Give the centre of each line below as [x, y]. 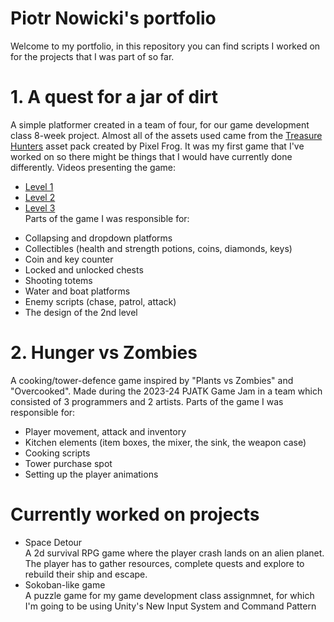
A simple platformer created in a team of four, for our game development [160, 124]
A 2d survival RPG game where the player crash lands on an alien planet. [174, 553]
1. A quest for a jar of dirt [114, 97]
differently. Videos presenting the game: [93, 167]
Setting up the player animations [91, 474]
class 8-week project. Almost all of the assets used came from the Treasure [166, 135]
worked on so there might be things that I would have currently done [151, 156]
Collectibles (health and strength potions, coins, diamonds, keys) [158, 248]
